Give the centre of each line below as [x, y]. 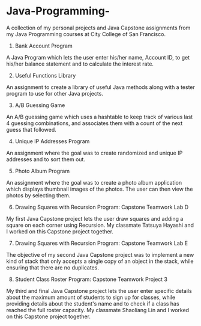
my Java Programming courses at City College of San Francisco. [86, 34]
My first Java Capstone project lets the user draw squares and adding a [95, 218]
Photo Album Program [42, 171]
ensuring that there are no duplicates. [52, 267]
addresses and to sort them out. [46, 159]
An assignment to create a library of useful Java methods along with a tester [100, 87]
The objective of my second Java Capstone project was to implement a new [100, 254]
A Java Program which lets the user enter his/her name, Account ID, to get [98, 57]
